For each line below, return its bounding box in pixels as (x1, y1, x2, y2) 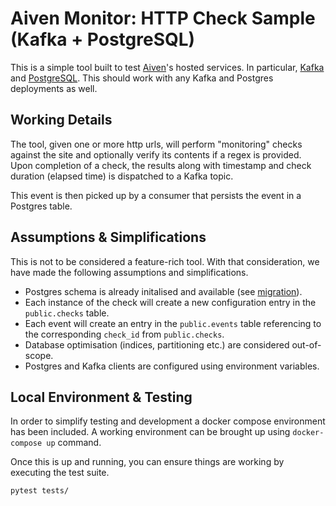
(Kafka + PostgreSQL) (10, 28, 196, 51)
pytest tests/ (10, 486, 70, 496)
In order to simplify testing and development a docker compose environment (10, 415, 326, 427)
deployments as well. (10, 82, 98, 94)
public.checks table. (24, 307, 110, 319)
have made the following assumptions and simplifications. (10, 266, 249, 278)
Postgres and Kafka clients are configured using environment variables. (24, 360, 320, 372)
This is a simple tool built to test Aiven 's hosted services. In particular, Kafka (10, 61, 325, 73)
